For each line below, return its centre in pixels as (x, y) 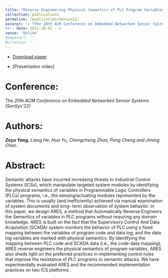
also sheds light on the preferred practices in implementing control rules (79, 254)
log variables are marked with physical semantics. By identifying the (75, 238)
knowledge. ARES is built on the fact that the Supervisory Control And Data (82, 222)
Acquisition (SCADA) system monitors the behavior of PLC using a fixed (79, 227)
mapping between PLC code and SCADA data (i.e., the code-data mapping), (83, 243)
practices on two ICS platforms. (38, 270)
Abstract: (25, 165)
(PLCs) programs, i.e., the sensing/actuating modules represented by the (80, 195)
